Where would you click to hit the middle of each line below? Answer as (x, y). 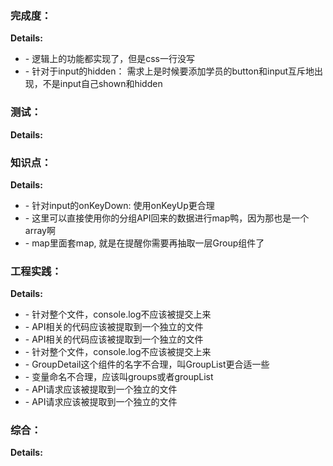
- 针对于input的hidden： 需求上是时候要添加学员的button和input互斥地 (169, 71)
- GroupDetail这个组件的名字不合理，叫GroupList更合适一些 (147, 364)
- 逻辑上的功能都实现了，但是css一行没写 (109, 59)
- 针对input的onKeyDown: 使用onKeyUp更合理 (119, 205)
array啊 (40, 230)
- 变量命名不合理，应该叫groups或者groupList (119, 377)
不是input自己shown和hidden (102, 84)
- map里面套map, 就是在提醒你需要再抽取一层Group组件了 (144, 243)
